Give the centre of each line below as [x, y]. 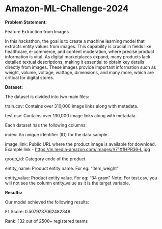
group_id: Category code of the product [45, 159]
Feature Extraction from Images [37, 31]
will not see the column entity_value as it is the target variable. [67, 183]
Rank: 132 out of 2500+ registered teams [47, 221]
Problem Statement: [26, 22]
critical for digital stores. [30, 77]
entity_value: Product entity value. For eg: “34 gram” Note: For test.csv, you [81, 178]
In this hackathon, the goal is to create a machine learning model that [75, 41]
